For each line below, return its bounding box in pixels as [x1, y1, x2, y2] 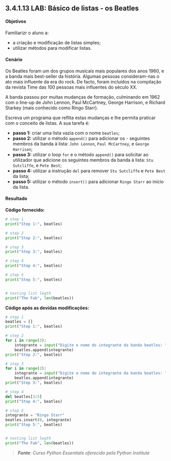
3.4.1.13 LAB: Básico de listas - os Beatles [5, 4, 139, 13]
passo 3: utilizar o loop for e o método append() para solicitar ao [12, 151, 149, 157]
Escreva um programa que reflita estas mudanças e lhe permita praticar [5, 114, 156, 121]
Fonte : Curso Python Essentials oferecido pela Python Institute [17, 450, 150, 456]
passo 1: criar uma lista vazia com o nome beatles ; [12, 130, 120, 136]
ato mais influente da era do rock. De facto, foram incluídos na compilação [5, 78, 162, 84]
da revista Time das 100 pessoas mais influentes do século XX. [5, 84, 137, 90]
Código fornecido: [5, 207, 45, 213]
